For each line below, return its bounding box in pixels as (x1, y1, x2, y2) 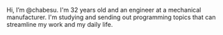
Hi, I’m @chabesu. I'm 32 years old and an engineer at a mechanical (6, 6, 201, 14)
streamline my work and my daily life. (6, 21, 113, 28)
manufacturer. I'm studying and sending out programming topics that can (6, 13, 216, 21)
